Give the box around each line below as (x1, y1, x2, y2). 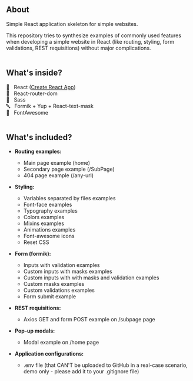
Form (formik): (14, 250, 51, 258)
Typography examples (23, 207, 78, 214)
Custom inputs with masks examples (23, 268, 113, 275)
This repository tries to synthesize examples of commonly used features (6, 32, 181, 39)
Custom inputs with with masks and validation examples (23, 274, 159, 281)
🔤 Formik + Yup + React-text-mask (6, 102, 94, 109)
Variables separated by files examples (23, 195, 116, 202)
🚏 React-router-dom (6, 90, 58, 97)
